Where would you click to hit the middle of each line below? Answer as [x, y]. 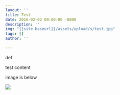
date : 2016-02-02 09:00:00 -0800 [41, 19]
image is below [21, 77]
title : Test [18, 15]
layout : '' [17, 10]
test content [18, 67]
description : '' [22, 24]
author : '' [17, 39]
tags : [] [15, 34]
